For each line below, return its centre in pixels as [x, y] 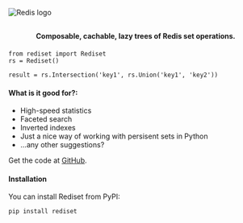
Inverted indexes [48, 128]
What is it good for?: [43, 93]
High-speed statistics [56, 111]
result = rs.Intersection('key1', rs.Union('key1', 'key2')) [113, 75]
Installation [27, 179]
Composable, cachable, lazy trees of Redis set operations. [136, 36]
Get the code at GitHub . [48, 160]
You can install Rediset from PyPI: [64, 196]
